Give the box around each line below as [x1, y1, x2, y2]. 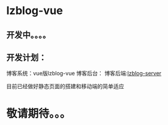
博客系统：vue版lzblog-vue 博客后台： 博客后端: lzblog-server [6, 70, 162, 77]
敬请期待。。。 [6, 107, 71, 120]
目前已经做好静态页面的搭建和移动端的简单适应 [6, 83, 124, 90]
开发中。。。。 [6, 29, 51, 40]
